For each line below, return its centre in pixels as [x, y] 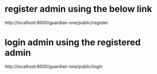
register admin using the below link [78, 9]
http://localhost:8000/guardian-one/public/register [56, 23]
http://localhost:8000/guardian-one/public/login [53, 66]
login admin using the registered [73, 42]
